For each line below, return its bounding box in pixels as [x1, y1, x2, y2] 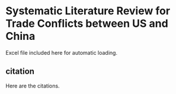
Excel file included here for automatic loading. [5, 49, 118, 56]
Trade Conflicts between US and [5, 17, 168, 30]
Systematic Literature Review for [5, 4, 170, 18]
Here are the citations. [5, 82, 60, 89]
